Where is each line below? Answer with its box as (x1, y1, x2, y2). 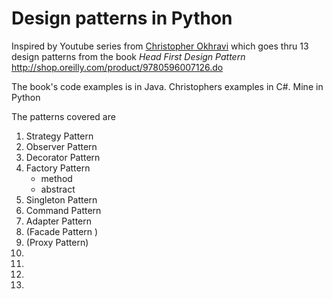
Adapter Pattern (25, 215, 93, 227)
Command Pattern (25, 204, 102, 216)
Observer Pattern (25, 140, 98, 152)
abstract (40, 183, 76, 195)
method (40, 172, 73, 184)
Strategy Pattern (25, 130, 94, 142)
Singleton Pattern (25, 193, 98, 206)
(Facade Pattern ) (25, 225, 99, 237)
